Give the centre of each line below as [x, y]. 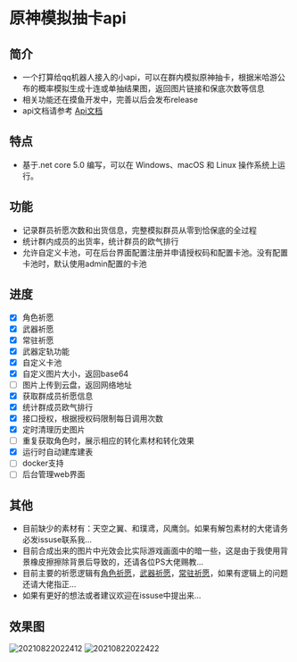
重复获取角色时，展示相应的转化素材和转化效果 [108, 441]
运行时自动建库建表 [58, 452]
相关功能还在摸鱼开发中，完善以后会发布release [110, 100]
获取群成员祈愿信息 [58, 396]
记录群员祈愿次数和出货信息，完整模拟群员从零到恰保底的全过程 [139, 230]
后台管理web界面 [54, 474]
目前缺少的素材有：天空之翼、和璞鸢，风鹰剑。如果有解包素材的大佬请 [151, 529]
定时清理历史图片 [54, 430]
